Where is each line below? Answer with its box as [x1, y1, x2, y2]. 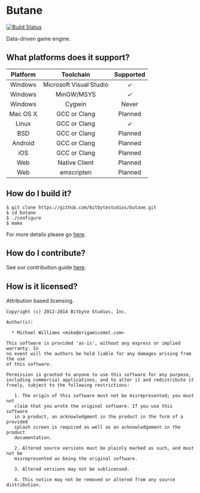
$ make [6, 220, 23, 226]
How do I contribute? [6, 248, 86, 258]
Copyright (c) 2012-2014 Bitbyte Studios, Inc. [6, 309, 128, 315]
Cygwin [65, 100, 87, 108]
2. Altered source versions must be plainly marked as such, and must [14, 445, 195, 452]
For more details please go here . [6, 230, 86, 238]
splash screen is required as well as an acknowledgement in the [14, 424, 181, 431]
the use [6, 356, 26, 362]
